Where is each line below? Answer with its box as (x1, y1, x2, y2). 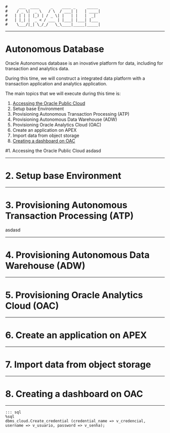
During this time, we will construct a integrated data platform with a (5, 75, 145, 81)
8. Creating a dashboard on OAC (5, 388, 143, 400)
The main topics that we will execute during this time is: (5, 90, 121, 97)
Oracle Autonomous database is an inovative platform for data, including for (5, 60, 163, 66)
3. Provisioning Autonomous (5, 200, 127, 211)
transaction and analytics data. (5, 65, 70, 71)
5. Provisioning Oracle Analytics (5, 289, 143, 301)
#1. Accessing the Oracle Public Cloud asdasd (5, 148, 101, 154)
